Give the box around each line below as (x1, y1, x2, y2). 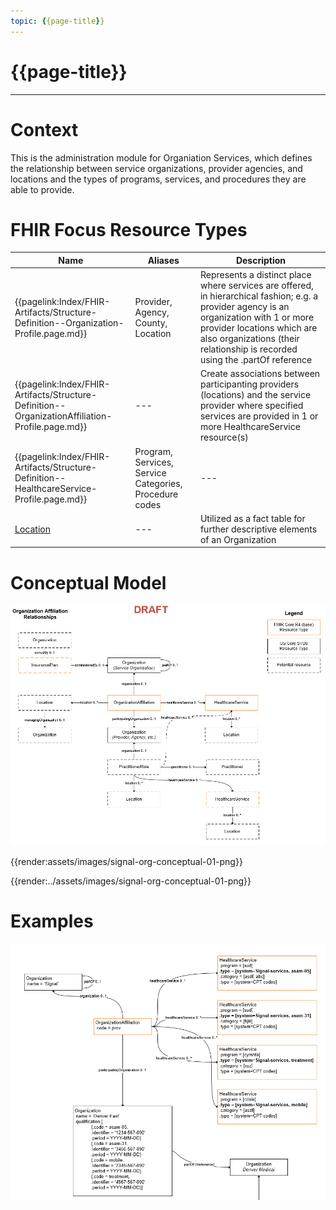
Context (10, 118, 79, 141)
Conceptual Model (10, 571, 167, 594)
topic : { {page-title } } (10, 16, 105, 26)
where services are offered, (199, 280, 314, 292)
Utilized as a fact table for (199, 512, 306, 524)
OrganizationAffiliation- (14, 410, 113, 422)
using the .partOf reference (199, 354, 313, 366)
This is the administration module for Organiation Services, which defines (10, 151, 313, 164)
